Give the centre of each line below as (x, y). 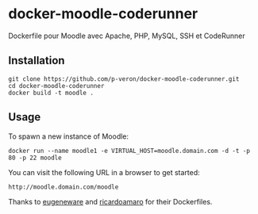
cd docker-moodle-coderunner (56, 86)
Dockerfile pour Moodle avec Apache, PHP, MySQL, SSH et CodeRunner (127, 36)
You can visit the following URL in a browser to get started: (104, 172)
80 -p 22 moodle (35, 158)
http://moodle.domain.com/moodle (64, 187)
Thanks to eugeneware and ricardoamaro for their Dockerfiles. (110, 201)
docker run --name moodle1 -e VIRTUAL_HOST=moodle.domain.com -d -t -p (129, 151)
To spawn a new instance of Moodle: (69, 136)
